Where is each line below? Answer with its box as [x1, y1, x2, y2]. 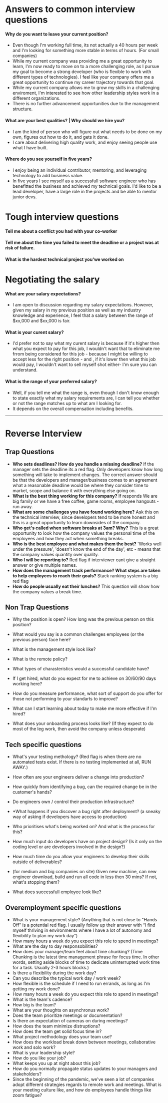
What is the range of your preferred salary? [5, 378, 97, 384]
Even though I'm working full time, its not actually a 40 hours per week [12, 42, 158, 48]
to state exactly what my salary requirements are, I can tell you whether [12, 395, 160, 401]
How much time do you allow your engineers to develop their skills [12, 854, 149, 860]
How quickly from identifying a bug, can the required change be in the [12, 784, 157, 790]
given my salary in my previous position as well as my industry [12, 307, 141, 313]
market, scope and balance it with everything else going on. [12, 487, 136, 494]
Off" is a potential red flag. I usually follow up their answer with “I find [12, 922, 156, 928]
